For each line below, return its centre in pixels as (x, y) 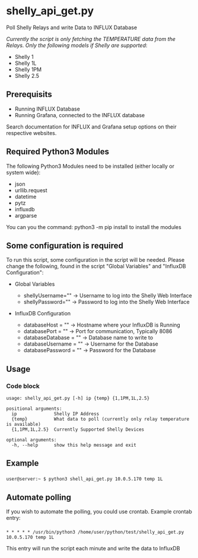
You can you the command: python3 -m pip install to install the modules (94, 227)
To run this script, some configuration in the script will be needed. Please (95, 260)
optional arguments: (32, 440)
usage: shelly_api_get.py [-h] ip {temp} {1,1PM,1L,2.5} (78, 399)
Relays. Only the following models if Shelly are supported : (77, 45)
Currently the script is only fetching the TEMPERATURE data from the (91, 39)
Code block (23, 386)
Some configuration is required (65, 245)
